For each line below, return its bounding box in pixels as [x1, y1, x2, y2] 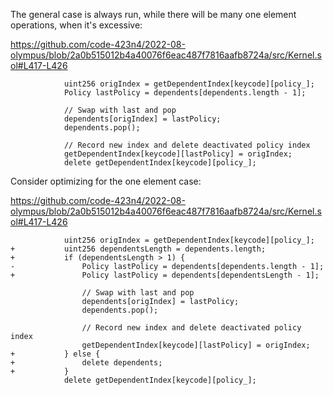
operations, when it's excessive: [10, 19, 143, 31]
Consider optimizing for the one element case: [10, 175, 202, 187]
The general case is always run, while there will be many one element [10, 9, 297, 20]
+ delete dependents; [10, 358, 163, 368]
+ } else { [10, 349, 101, 359]
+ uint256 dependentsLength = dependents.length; [10, 244, 267, 254]
